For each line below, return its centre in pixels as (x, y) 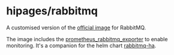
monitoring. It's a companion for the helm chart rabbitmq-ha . (81, 45)
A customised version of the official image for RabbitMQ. (76, 27)
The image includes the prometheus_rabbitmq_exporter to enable (87, 39)
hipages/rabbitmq (52, 11)
